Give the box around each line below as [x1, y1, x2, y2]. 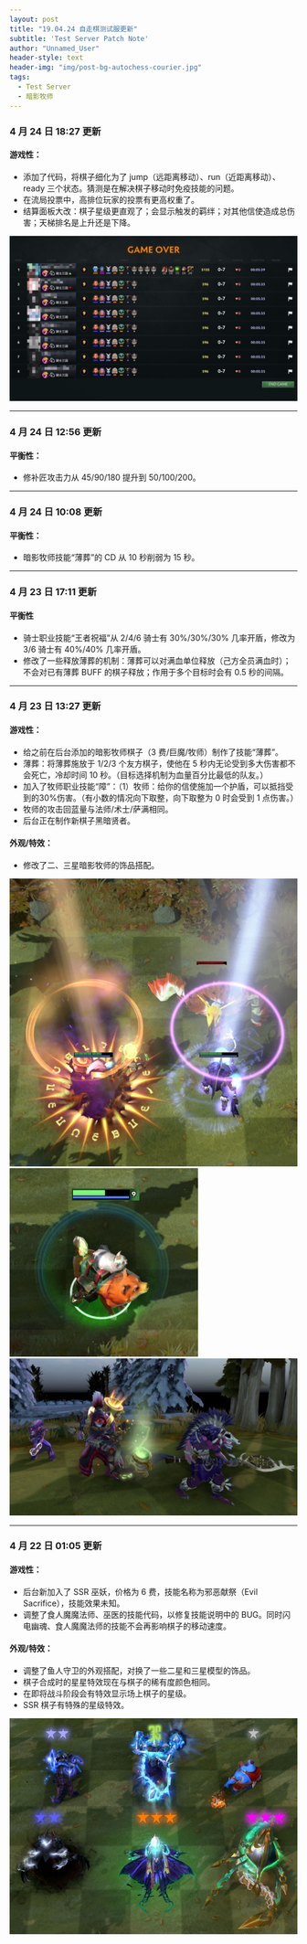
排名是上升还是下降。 [54, 217, 135, 228]
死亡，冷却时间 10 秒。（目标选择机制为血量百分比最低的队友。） [30, 769, 269, 781]
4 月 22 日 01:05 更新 [9, 1540, 102, 1553]
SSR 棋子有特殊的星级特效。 [22, 1699, 130, 1710]
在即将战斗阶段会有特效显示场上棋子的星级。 [22, 1687, 192, 1699]
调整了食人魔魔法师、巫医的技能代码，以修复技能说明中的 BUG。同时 [22, 1609, 283, 1620]
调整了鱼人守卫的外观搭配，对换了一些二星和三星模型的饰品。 [22, 1664, 256, 1676]
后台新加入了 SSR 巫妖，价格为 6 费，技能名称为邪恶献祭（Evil [22, 1586, 259, 1597]
